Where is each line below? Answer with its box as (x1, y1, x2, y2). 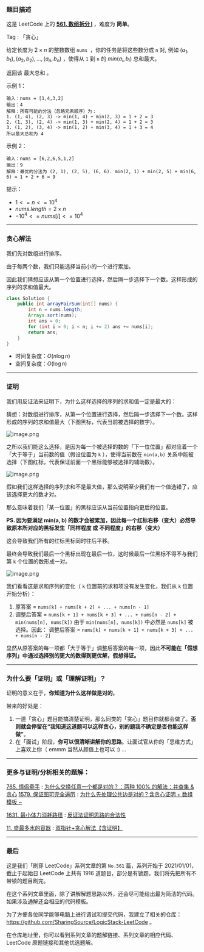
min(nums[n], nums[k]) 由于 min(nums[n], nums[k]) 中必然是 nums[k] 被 (15, 618, 194, 626)
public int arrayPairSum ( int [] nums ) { (17, 301, 118, 307)
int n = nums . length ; (28, 307, 83, 313)
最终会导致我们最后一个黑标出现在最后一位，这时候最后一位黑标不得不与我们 (6, 550, 198, 557)
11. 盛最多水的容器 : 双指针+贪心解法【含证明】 (6, 825, 123, 832)
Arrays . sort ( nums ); (28, 312, 78, 318)
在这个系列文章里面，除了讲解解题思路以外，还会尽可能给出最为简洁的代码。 (6, 890, 198, 897)
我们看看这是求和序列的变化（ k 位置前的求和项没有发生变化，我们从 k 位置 (6, 582, 194, 590)
